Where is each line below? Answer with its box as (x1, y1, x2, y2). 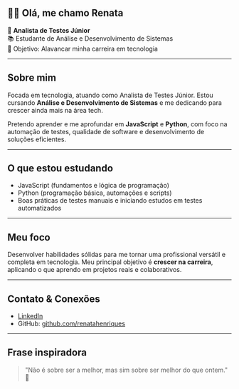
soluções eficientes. (7, 135, 66, 143)
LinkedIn (17, 312, 43, 320)
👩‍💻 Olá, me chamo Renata (7, 7, 124, 19)
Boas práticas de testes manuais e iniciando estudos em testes (17, 196, 203, 205)
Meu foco (7, 231, 51, 243)
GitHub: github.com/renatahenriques (17, 319, 126, 328)
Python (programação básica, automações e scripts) (17, 188, 172, 197)
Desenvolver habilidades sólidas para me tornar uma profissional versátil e (7, 251, 226, 259)
